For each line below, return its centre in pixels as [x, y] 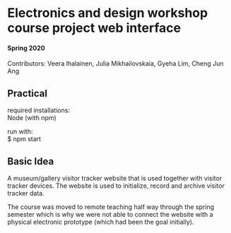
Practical [28, 93]
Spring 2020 [26, 48]
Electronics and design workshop [108, 13]
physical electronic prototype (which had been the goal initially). [101, 222]
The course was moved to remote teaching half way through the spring [111, 207]
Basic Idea [31, 161]
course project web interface [94, 28]
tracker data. [26, 193]
